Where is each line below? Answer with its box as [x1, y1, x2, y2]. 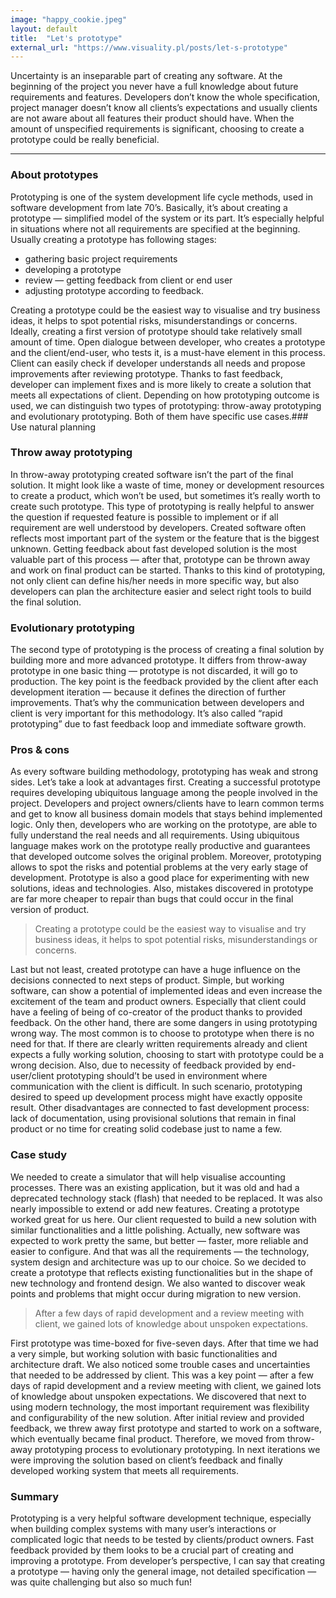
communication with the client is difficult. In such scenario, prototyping [10, 1081, 303, 1093]
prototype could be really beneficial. [10, 134, 160, 146]
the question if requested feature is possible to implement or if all [10, 511, 279, 523]
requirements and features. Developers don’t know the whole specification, [10, 91, 321, 103]
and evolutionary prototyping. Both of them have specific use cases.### [10, 410, 309, 422]
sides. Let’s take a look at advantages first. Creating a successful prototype [10, 776, 321, 788]
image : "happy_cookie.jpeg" [10, 14, 128, 25]
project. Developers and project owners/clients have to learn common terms [10, 797, 325, 810]
